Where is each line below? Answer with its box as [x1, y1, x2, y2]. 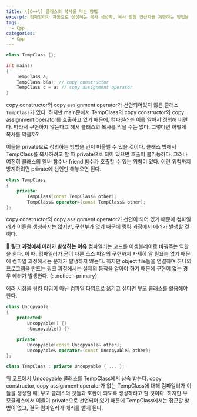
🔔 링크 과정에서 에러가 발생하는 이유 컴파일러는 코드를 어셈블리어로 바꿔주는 [6, 243, 178, 250]
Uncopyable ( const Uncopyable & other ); [27, 342, 122, 348]
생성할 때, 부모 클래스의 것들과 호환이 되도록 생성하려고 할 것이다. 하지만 [16, 389, 182, 397]
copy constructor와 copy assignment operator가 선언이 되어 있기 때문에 [6, 216, 176, 223]
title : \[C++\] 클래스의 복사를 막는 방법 [6, 8, 98, 15]
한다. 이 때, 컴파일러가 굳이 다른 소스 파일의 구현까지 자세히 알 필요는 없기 [12, 251, 180, 258]
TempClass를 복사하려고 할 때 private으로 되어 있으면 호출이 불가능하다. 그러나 [6, 151, 188, 158]
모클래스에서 [6, 397, 35, 404]
